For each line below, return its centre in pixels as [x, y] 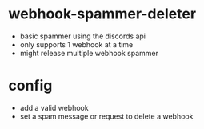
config [30, 86]
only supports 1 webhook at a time [76, 44]
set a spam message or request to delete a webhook [106, 116]
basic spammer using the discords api [83, 36]
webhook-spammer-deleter [102, 14]
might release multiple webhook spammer [89, 53]
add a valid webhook [54, 107]
